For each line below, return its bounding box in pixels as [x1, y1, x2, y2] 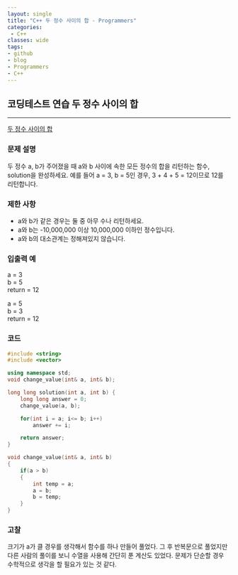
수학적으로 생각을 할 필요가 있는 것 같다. [7, 560, 117, 569]
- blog [7, 57, 27, 64]
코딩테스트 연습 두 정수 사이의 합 [7, 97, 139, 110]
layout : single [7, 10, 52, 18]
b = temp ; [33, 493, 62, 501]
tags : [7, 43, 23, 50]
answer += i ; [33, 421, 72, 429]
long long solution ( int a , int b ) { [7, 389, 115, 396]
